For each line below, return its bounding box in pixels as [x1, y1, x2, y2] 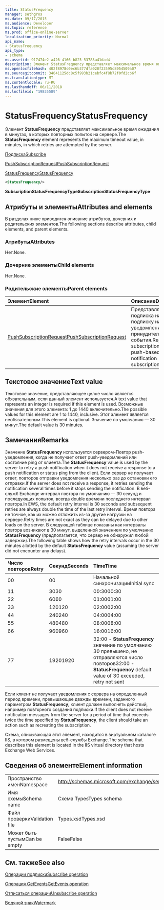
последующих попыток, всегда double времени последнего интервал [5, 496, 151, 501]
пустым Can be [7, 836, 42, 842]
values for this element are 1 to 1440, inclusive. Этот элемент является [5, 411, 149, 417]
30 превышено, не [93, 648, 138, 655]
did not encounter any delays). [5, 547, 67, 553]
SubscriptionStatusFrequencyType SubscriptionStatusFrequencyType [5, 189, 150, 195]
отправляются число [93, 654, 143, 660]
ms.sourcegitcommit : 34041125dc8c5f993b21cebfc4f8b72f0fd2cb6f [5, 71, 137, 76]
